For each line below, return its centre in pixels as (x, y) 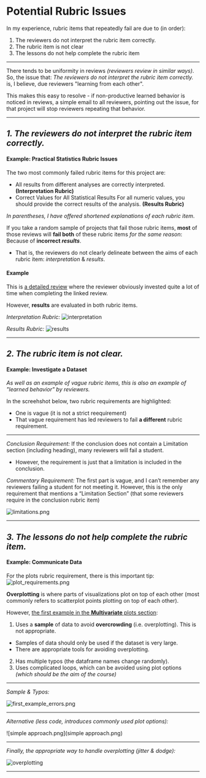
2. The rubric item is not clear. (65, 354)
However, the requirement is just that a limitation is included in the (98, 462)
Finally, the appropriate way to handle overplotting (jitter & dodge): (91, 750)
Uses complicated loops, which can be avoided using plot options (98, 667)
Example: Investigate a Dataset (47, 369)
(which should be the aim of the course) (66, 674)
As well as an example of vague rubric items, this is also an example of (96, 383)
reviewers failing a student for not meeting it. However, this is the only (94, 487)
